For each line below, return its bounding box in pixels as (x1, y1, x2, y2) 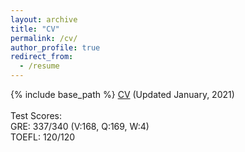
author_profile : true (10, 42, 101, 53)
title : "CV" (10, 24, 60, 34)
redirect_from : (10, 52, 74, 62)
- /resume (19, 61, 60, 71)
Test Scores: (10, 110, 63, 121)
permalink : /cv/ (10, 33, 78, 43)
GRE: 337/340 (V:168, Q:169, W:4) (10, 121, 150, 132)
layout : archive (10, 14, 78, 25)
